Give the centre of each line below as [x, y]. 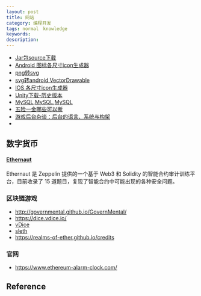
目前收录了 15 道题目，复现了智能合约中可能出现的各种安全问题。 [97, 181]
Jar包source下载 [36, 57]
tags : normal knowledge [37, 29]
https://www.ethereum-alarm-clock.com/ [66, 268]
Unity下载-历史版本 [39, 95]
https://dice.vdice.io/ [41, 218]
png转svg [27, 72]
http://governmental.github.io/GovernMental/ [71, 212]
